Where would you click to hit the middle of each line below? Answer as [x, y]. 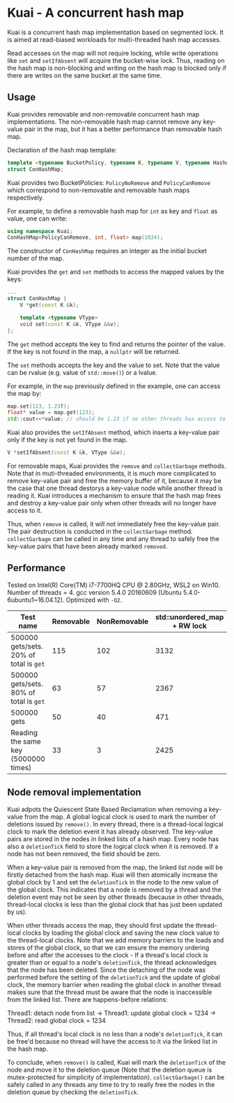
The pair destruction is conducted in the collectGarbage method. [100, 531]
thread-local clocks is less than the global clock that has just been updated [115, 904]
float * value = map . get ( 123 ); [51, 413]
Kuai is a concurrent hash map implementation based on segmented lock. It [116, 32]
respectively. [25, 198]
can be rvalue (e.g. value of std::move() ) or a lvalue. [83, 372]
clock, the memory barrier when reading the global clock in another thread [114, 984]
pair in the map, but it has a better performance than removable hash [123, 129]
